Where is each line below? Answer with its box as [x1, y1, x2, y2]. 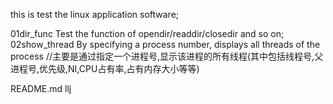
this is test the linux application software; [10, 9, 180, 20]
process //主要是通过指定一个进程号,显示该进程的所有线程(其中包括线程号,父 [10, 50, 324, 62]
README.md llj [10, 83, 72, 94]
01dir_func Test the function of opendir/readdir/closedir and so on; [10, 28, 285, 39]
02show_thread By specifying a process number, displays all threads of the [10, 39, 321, 50]
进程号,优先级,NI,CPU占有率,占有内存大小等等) [10, 63, 200, 74]
